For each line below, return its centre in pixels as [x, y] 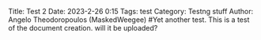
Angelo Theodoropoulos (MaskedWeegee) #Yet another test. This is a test [129, 20]
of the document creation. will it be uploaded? [83, 28]
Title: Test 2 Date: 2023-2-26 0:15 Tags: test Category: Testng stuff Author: [131, 11]
